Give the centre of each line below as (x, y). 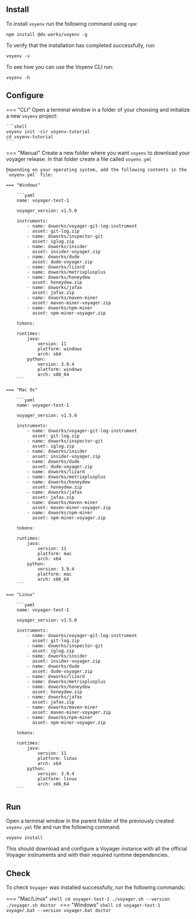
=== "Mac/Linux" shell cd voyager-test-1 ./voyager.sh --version (88, 899)
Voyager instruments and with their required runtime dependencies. (88, 855)
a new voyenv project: (32, 116)
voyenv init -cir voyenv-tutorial (48, 132)
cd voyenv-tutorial (30, 137)
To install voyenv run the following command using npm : (72, 23)
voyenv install (25, 838)
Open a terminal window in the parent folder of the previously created (90, 821)
